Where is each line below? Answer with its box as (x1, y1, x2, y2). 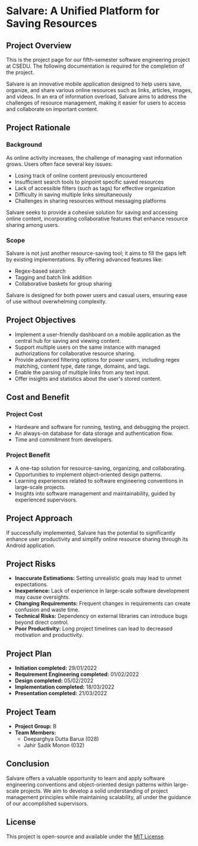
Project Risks (6, 558, 56, 569)
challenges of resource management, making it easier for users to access (6, 99, 186, 106)
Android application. (6, 542, 56, 549)
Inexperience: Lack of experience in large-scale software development (14, 587, 190, 595)
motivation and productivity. (14, 632, 84, 639)
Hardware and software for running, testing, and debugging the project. (14, 424, 190, 431)
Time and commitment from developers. (14, 436, 113, 443)
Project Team (6, 707, 56, 717)
